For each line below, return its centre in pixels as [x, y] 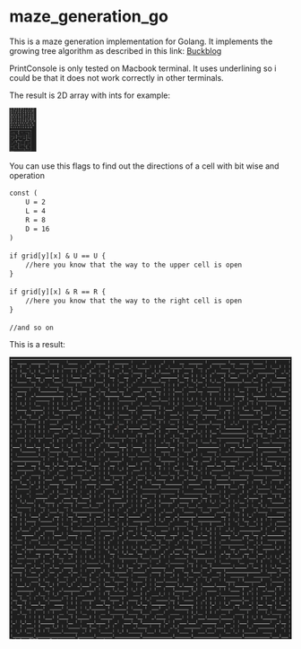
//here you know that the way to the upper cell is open [134, 265]
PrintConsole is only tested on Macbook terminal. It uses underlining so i [143, 68]
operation [27, 176]
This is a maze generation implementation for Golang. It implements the [141, 41]
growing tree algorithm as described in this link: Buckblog [116, 50]
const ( [24, 193]
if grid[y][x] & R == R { [57, 292]
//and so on [31, 328]
